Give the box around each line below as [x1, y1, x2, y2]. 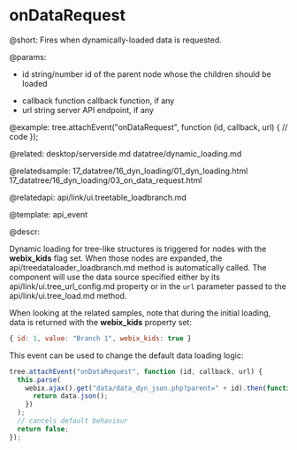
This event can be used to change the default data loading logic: [9, 350, 244, 361]
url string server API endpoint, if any [21, 104, 155, 115]
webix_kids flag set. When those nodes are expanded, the [9, 253, 223, 263]
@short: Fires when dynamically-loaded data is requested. [9, 34, 223, 45]
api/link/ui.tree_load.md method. [9, 290, 127, 301]
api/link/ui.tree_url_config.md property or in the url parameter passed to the [9, 280, 287, 292]
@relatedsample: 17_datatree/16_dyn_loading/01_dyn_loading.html [9, 165, 248, 176]
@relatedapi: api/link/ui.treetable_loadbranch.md [9, 192, 187, 202]
